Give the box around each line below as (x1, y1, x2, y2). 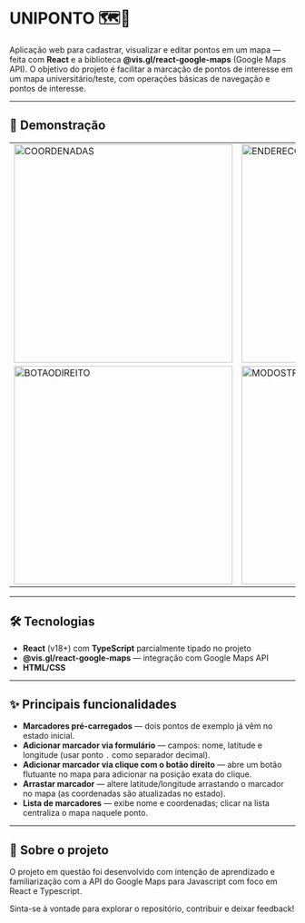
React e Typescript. (9, 886, 83, 897)
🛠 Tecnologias (9, 614, 95, 630)
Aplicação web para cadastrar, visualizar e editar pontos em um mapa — (9, 44, 281, 55)
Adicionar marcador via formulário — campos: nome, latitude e (22, 740, 263, 751)
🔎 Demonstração (9, 118, 106, 133)
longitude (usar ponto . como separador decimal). (22, 750, 211, 761)
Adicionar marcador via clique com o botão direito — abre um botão (22, 760, 282, 771)
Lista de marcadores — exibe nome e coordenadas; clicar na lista (22, 798, 271, 809)
